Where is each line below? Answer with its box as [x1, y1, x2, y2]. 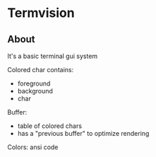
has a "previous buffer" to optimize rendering [17, 129, 150, 137]
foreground [17, 79, 51, 88]
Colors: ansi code [7, 143, 59, 151]
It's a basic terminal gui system [7, 52, 98, 60]
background [17, 87, 53, 95]
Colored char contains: [7, 66, 74, 74]
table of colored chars [17, 122, 83, 130]
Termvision [7, 5, 76, 21]
